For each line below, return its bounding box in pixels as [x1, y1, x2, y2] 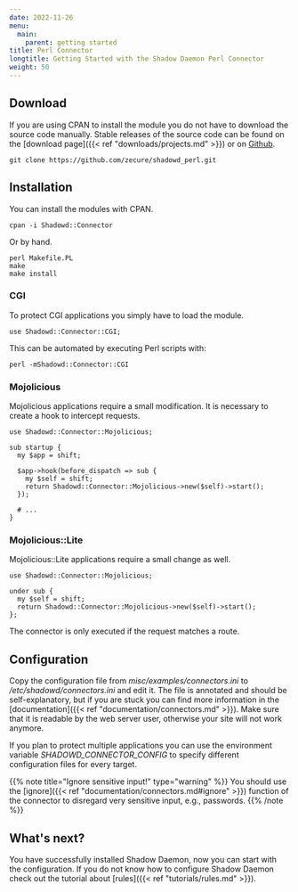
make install [9, 269, 58, 278]
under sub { [9, 587, 53, 596]
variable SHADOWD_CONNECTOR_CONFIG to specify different [9, 749, 239, 760]
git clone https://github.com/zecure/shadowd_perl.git [9, 155, 217, 165]
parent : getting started [25, 37, 117, 47]
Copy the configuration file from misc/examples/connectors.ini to [9, 675, 249, 686]
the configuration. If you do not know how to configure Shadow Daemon [9, 863, 274, 874]
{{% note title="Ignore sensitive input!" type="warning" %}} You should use [9, 776, 287, 787]
